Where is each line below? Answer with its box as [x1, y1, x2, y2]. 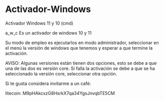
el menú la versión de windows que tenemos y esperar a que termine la [5, 45, 153, 51]
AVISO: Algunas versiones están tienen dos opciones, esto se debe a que [5, 60, 157, 66]
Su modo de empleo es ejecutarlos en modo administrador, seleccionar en [5, 39, 159, 46]
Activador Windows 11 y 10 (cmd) [5, 20, 74, 26]
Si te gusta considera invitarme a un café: [5, 80, 91, 86]
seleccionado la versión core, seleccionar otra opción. [5, 70, 117, 76]
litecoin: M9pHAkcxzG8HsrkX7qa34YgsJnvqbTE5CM [5, 90, 115, 96]
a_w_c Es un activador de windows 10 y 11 [5, 30, 92, 36]
